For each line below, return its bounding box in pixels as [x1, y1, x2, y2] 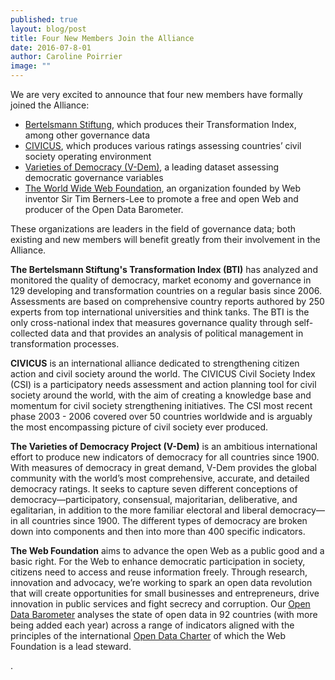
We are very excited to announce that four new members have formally [10, 89, 303, 100]
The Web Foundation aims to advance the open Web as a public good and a [10, 545, 325, 556]
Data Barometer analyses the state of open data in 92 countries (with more [10, 609, 318, 620]
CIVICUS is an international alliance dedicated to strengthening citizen [10, 357, 300, 369]
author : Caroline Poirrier [10, 52, 123, 62]
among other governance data [24, 129, 151, 141]
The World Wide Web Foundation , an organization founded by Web [24, 182, 302, 194]
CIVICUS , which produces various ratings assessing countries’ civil [24, 140, 302, 151]
